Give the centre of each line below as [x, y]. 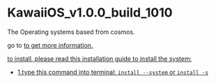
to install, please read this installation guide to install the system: [100, 58]
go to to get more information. [50, 45]
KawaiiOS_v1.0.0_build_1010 [90, 13]
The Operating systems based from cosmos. [71, 32]
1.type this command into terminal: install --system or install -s [113, 72]
